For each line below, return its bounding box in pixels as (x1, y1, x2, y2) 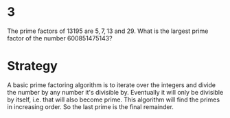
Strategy (7, 58, 58, 74)
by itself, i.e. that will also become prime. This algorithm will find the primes (7, 95, 220, 104)
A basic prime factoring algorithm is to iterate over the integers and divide (7, 80, 216, 89)
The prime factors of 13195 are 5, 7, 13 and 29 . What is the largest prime (7, 27, 209, 35)
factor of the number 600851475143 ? (7, 34, 113, 42)
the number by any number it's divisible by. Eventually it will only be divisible (7, 88, 224, 96)
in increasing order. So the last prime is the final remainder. (7, 102, 174, 110)
